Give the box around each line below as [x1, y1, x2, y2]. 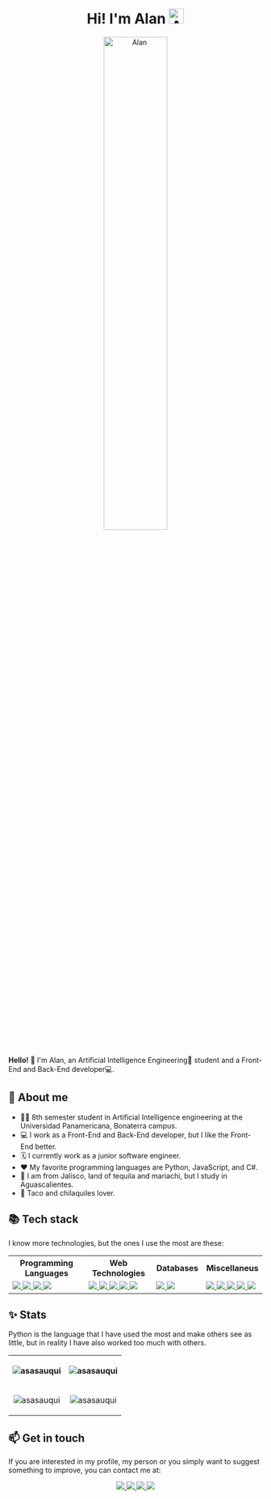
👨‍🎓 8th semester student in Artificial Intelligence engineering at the [19, 1112, 244, 1122]
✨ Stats [8, 1307, 47, 1322]
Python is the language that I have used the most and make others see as [8, 1329, 252, 1339]
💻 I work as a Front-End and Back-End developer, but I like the [19, 1129, 229, 1140]
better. [35, 1141, 57, 1151]
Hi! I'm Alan [86, 10, 166, 28]
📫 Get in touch [8, 1431, 85, 1445]
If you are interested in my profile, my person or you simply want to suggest [8, 1457, 261, 1467]
